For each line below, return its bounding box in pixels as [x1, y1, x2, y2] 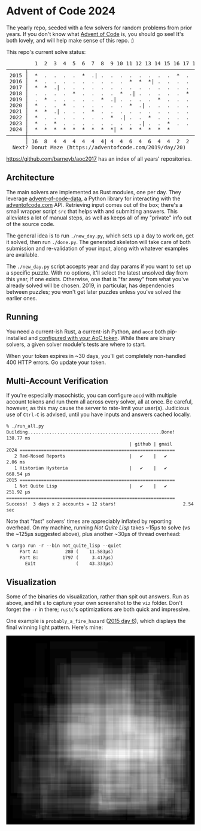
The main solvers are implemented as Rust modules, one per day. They [6, 188, 181, 195]
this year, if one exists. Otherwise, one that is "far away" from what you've [6, 275, 190, 282]
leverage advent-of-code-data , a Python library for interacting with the [6, 195, 181, 202]
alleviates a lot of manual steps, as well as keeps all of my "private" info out [6, 214, 192, 221]
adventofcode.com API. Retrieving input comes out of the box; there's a [6, 201, 183, 208]
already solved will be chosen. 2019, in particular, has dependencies [6, 282, 175, 289]
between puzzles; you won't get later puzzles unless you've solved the [6, 288, 181, 295]
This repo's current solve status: [6, 48, 86, 55]
